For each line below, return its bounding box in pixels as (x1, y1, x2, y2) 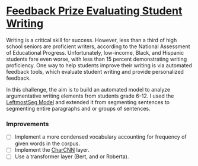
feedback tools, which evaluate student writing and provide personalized (6, 68, 184, 75)
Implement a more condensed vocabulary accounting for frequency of (14, 133, 187, 140)
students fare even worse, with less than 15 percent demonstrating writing (6, 55, 187, 62)
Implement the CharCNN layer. (14, 146, 90, 154)
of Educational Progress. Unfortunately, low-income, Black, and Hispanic (6, 49, 184, 56)
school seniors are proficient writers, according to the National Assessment (6, 43, 191, 50)
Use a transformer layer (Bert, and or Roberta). (14, 153, 129, 160)
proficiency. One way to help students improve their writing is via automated (6, 61, 193, 69)
